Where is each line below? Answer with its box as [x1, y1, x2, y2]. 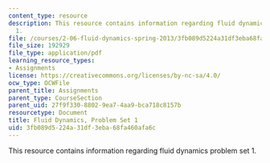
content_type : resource [8, 11, 88, 20]
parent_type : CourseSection [8, 94, 103, 102]
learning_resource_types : [8, 57, 95, 65]
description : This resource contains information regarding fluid [8, 19, 235, 27]
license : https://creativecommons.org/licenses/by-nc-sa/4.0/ [8, 71, 221, 79]
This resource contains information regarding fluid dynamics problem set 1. [8, 145, 257, 155]
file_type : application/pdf [8, 49, 103, 57]
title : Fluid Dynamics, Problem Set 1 [8, 116, 138, 124]
